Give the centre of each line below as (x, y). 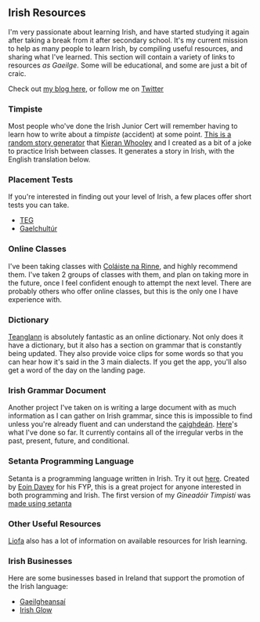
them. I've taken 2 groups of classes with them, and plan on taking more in (128, 275)
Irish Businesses (40, 561)
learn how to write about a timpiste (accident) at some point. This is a (120, 135)
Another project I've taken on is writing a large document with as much (122, 408)
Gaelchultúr (38, 229)
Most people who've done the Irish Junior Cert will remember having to (123, 126)
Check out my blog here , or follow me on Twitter (86, 89)
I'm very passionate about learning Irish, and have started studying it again (128, 31)
